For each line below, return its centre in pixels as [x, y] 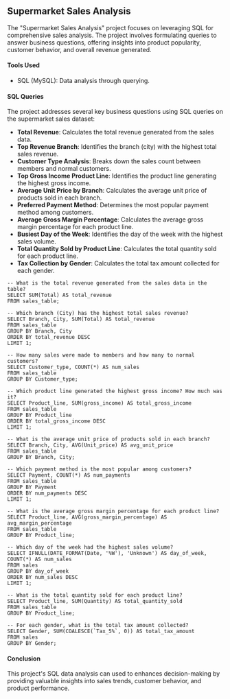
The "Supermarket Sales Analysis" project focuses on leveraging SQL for [111, 27]
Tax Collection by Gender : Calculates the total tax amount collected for [118, 263]
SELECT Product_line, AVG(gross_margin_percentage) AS [87, 517]
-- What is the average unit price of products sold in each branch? [109, 439]
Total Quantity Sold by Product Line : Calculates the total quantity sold [117, 249]
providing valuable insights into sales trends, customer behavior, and [104, 681]
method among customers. [55, 213]
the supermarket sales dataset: [51, 119]
